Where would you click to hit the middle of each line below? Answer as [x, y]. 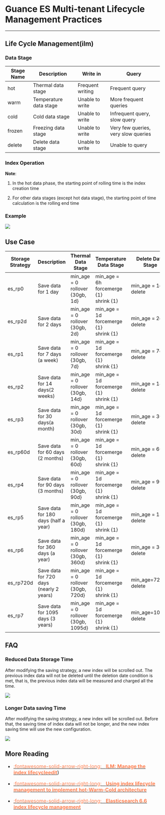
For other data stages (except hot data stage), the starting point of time [84, 198]
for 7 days [49, 354]
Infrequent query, [130, 113]
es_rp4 [16, 485]
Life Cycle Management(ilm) [50, 44]
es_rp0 [16, 289]
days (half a [51, 520]
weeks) [46, 396]
